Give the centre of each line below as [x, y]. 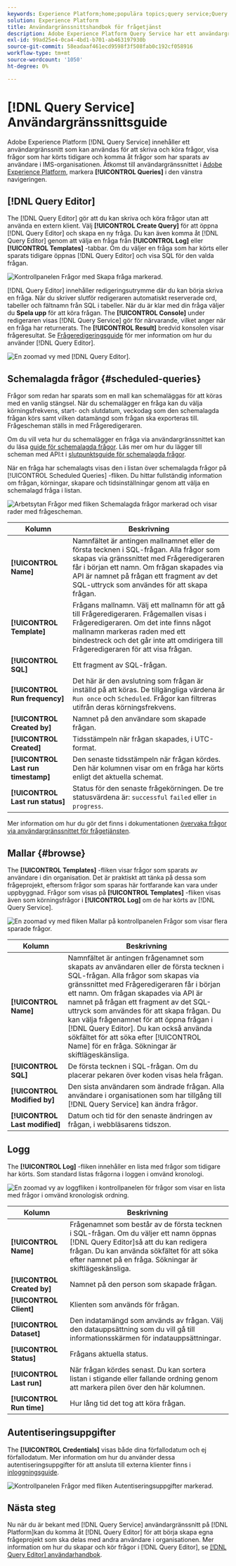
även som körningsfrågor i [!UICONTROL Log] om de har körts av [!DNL [111, 900]
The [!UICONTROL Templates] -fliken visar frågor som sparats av [103, 870]
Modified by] [33, 1100]
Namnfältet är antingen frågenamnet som [136, 958]
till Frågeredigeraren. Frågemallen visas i [139, 614]
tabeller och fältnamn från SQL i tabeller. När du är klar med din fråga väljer [116, 306]
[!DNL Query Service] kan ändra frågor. [133, 1104]
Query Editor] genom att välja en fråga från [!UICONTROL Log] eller [105, 241]
